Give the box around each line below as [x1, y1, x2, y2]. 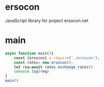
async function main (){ [5, 51, 54, 56]
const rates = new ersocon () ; [14, 60, 74, 65]
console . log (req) [14, 69, 50, 74]
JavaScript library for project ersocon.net [5, 18, 89, 23]
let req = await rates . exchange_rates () [14, 65, 93, 69]
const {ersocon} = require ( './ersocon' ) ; [14, 55, 100, 60]
